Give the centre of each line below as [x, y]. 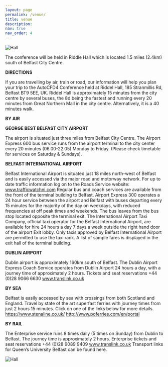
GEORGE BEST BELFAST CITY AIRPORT [47, 128]
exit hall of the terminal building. [38, 243]
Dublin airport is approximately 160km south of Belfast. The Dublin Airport [81, 262]
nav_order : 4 [19, 33]
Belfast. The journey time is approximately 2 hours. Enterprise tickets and [81, 339]
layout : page [19, 10]
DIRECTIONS [19, 72]
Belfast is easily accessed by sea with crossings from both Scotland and [80, 298]
